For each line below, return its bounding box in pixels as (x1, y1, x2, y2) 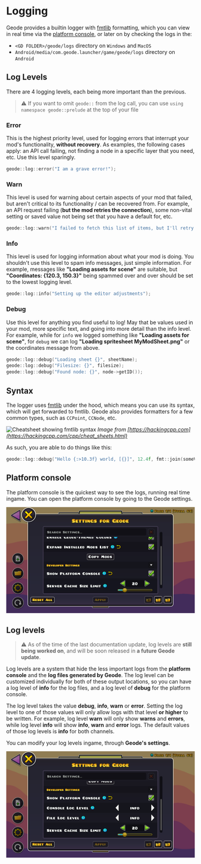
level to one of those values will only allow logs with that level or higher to (6, 709, 188, 715)
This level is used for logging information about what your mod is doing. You (6, 253, 194, 260)
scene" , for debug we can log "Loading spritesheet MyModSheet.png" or (6, 337, 190, 345)
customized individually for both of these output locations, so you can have (6, 678, 191, 685)
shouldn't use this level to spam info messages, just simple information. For (6, 259, 191, 267)
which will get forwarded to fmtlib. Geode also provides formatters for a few (6, 408, 193, 415)
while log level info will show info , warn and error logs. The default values (6, 721, 190, 729)
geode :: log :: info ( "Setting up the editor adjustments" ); (6, 291, 151, 297)
